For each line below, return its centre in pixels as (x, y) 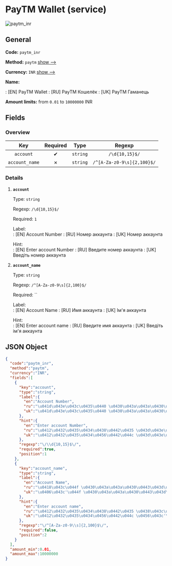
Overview (18, 133)
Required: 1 (25, 219)
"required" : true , (37, 449)
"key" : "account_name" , (43, 468)
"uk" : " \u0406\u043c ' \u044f (52, 492)
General (18, 40)
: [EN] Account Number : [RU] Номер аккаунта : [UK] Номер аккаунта (88, 234)
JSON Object (26, 347)
